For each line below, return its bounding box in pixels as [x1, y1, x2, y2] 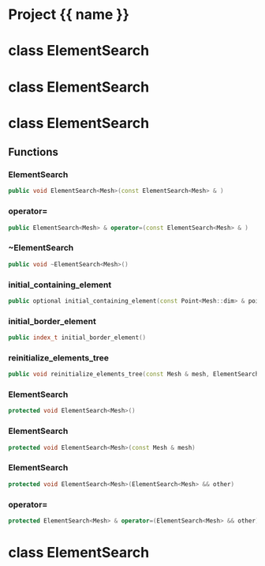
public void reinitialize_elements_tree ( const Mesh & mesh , [8, 370, 211, 379]
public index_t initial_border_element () [8, 334, 147, 341]
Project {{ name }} [8, 6, 130, 24]
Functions [8, 145, 59, 159]
